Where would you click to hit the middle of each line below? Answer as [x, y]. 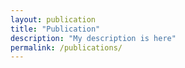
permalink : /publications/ [66, 47]
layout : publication [53, 19]
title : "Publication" [55, 29]
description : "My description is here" [93, 38]
